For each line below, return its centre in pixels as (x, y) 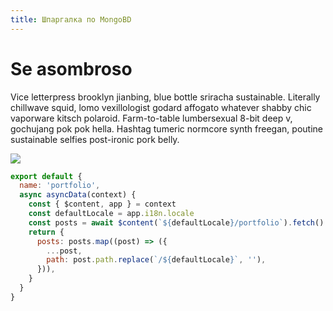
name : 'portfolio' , (60, 186)
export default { (46, 176)
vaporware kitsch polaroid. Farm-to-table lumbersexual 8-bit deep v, (151, 118)
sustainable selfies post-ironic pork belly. (95, 139)
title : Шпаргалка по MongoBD (71, 19)
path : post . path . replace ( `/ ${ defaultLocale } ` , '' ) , (156, 260)
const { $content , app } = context (102, 204)
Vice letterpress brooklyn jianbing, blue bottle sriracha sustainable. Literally (165, 97)
